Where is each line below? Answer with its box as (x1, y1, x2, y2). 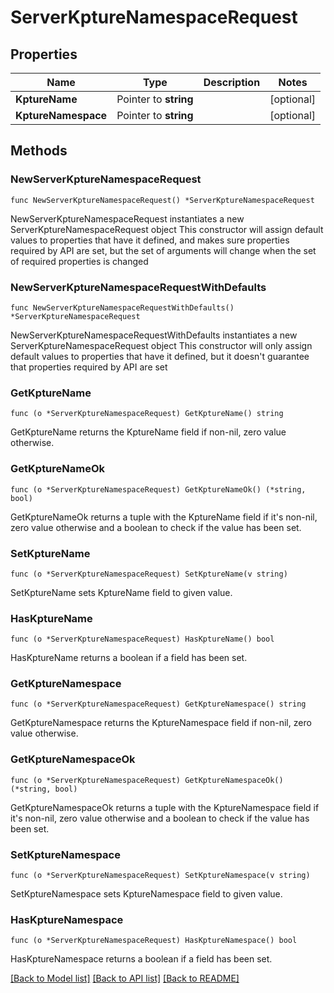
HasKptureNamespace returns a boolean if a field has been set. (10, 953, 273, 965)
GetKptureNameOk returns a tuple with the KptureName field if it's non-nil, (10, 511, 318, 523)
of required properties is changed (10, 255, 149, 267)
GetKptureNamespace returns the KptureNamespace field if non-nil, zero (10, 717, 312, 729)
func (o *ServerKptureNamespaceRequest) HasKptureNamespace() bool (10, 936, 298, 946)
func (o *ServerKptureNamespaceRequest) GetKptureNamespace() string (10, 699, 307, 710)
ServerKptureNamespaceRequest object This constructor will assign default (10, 223, 324, 235)
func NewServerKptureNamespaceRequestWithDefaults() (10, 302, 235, 313)
